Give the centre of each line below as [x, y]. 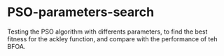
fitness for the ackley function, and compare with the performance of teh [112, 38]
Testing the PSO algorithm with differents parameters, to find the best [107, 31]
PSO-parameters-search [81, 12]
